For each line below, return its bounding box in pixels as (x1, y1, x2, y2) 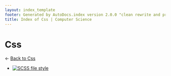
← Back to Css (5, 55, 36, 61)
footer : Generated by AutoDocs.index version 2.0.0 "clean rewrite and (5, 12, 160, 17)
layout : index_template (5, 7, 56, 13)
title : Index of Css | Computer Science (5, 17, 92, 22)
